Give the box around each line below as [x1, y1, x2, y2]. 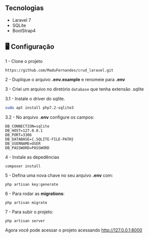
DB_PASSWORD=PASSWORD [5, 145, 50, 150]
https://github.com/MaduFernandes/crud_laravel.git [5, 68, 113, 73]
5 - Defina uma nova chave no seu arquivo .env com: [5, 172, 113, 178]
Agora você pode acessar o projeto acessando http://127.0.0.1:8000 [5, 227, 143, 233]
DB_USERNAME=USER [5, 141, 41, 146]
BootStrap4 [12, 27, 36, 34]
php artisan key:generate [5, 182, 58, 187]
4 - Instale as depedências [5, 154, 60, 160]
